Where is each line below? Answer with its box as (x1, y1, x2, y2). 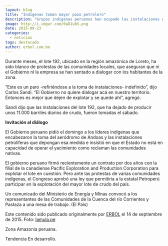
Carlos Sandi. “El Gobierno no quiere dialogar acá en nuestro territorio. (5, 89, 151, 95)
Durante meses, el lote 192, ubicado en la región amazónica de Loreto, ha (5, 58, 156, 64)
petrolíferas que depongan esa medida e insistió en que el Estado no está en (5, 139, 163, 145)
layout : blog (5, 7, 32, 12)
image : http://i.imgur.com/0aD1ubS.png (5, 21, 88, 26)
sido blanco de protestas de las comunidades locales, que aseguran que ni (5, 63, 159, 69)
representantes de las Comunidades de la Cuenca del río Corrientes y (5, 196, 149, 202)
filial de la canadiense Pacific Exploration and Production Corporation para (5, 165, 159, 171)
